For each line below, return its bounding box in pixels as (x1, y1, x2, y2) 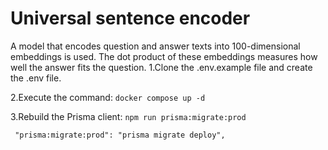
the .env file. (10, 72, 62, 84)
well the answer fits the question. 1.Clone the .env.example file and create (10, 61, 313, 73)
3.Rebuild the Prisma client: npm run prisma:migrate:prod (10, 110, 247, 122)
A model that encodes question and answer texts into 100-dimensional (10, 40, 301, 52)
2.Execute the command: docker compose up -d (10, 91, 206, 103)
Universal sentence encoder (10, 7, 251, 30)
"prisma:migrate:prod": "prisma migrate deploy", (14, 130, 226, 140)
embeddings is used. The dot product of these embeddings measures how (10, 50, 318, 62)
